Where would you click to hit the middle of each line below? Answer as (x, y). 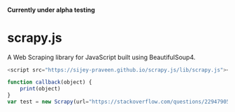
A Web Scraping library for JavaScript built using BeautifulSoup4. (101, 57)
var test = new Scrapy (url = (48, 102)
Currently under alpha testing (51, 10)
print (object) (40, 89)
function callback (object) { (50, 82)
